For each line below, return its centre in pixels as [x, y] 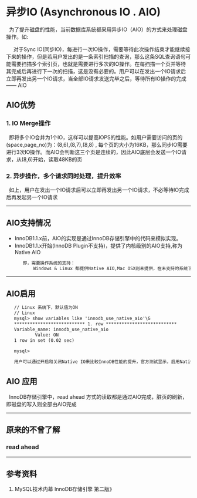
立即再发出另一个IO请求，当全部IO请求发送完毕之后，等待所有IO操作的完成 [96, 78]
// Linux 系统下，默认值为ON [46, 308]
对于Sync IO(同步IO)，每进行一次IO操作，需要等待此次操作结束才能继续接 [102, 49]
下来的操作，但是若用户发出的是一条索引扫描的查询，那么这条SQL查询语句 [96, 56]
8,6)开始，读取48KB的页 [53, 159]
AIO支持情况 [28, 223]
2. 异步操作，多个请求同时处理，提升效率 [64, 176]
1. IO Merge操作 [28, 123]
